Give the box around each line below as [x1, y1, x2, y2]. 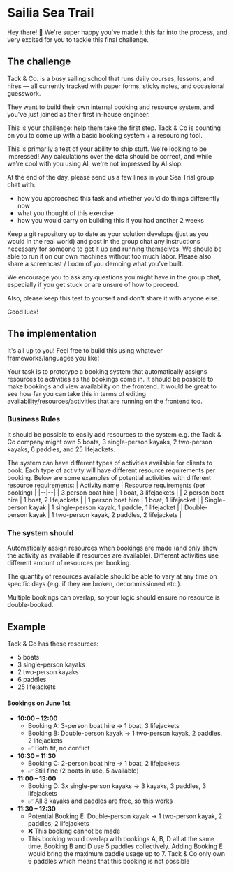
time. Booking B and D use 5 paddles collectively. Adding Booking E [27, 842, 224, 850]
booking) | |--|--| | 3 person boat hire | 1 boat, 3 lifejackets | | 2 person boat [7, 488, 224, 497]
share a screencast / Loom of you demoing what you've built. [7, 259, 184, 268]
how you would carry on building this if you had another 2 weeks [17, 216, 205, 224]
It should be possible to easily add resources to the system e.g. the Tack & [7, 430, 221, 438]
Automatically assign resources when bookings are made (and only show [7, 544, 218, 553]
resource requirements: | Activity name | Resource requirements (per [7, 481, 206, 489]
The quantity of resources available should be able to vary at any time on [7, 572, 218, 581]
